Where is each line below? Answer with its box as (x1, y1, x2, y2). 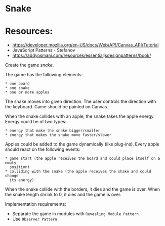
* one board (5, 81, 30, 87)
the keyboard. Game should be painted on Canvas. (5, 104, 109, 110)
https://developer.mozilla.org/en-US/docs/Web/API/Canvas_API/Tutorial (12, 42, 159, 48)
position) (9, 165, 30, 170)
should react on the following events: (5, 146, 81, 152)
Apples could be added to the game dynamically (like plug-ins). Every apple (5, 141, 160, 147)
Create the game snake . (5, 62, 54, 68)
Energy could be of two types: (5, 119, 67, 125)
